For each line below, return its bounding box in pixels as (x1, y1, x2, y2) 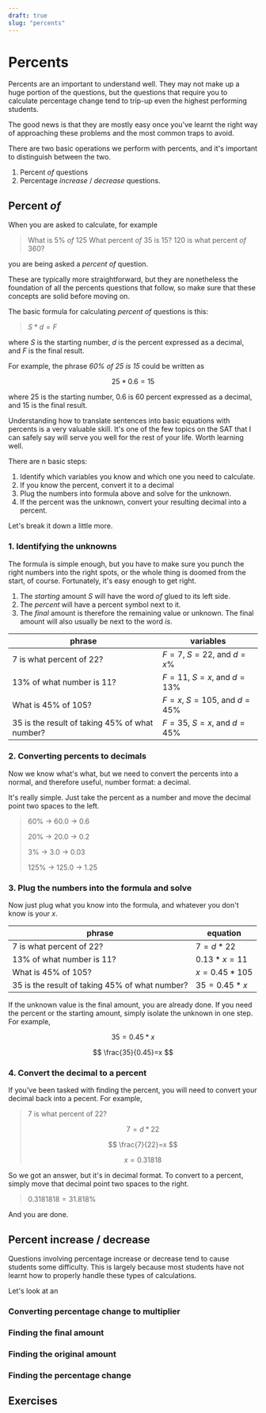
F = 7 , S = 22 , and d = (161, 648, 246, 659)
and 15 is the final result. (8, 401, 88, 410)
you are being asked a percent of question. (8, 259, 149, 269)
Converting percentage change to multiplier (8, 1306, 180, 1317)
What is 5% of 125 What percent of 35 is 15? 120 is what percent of (27, 236, 247, 245)
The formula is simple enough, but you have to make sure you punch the (8, 559, 245, 568)
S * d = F (27, 322, 58, 332)
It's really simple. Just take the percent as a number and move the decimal (8, 793, 251, 802)
